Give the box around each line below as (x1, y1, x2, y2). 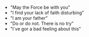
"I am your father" (10, 15, 48, 21)
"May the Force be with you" (10, 5, 70, 10)
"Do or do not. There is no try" (10, 20, 74, 26)
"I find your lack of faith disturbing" (10, 10, 84, 16)
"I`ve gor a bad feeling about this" (10, 26, 81, 32)
